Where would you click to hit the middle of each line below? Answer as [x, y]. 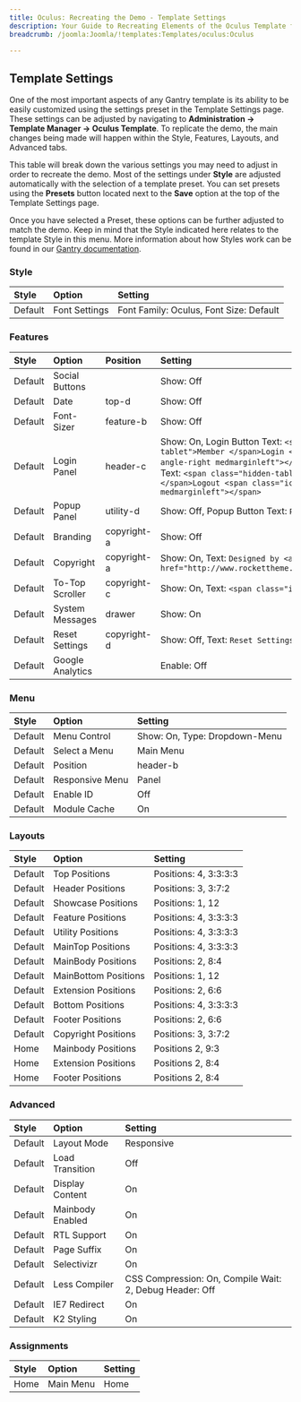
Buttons [70, 386]
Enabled [70, 1220]
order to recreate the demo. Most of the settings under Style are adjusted [145, 175]
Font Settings [81, 310]
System [69, 608]
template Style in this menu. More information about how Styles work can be [150, 239]
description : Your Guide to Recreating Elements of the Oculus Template [148, 26]
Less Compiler [84, 1284]
